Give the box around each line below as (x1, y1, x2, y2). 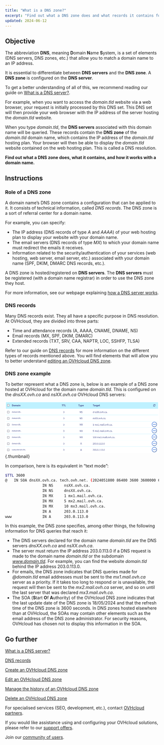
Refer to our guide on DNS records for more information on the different (5, 348, 149, 353)
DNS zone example (5, 370, 51, 377)
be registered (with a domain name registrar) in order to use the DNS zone (5, 275, 155, 281)
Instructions (5, 174, 43, 182)
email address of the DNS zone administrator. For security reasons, (12, 616, 147, 622)
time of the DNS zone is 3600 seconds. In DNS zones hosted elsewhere (12, 605, 157, 611)
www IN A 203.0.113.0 (5, 514, 89, 519)
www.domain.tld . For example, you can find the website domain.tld (12, 559, 147, 564)
